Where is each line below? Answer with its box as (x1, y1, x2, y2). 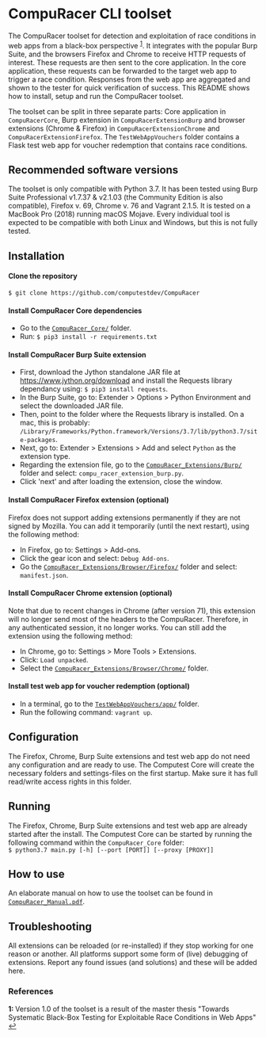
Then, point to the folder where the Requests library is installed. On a (19, 410, 245, 419)
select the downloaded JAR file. (19, 401, 124, 410)
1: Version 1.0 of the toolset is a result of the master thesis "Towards (8, 1004, 230, 1013)
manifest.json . (19, 570, 69, 579)
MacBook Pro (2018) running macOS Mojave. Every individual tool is (8, 209, 230, 219)
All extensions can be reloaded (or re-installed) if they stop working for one (8, 941, 254, 951)
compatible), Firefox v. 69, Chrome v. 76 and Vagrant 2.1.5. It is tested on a (8, 201, 251, 211)
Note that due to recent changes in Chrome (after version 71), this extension (8, 605, 256, 615)
